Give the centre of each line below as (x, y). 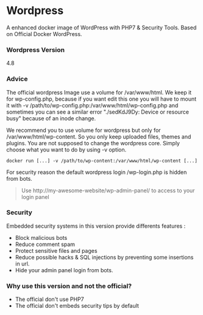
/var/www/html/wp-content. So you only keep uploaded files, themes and (99, 136)
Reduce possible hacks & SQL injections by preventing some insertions (104, 257)
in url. (22, 264)
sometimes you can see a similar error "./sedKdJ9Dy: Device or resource (98, 112)
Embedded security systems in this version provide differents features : (96, 226)
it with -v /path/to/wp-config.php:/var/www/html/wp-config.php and (92, 105)
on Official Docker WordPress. (44, 34)
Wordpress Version (36, 49)
